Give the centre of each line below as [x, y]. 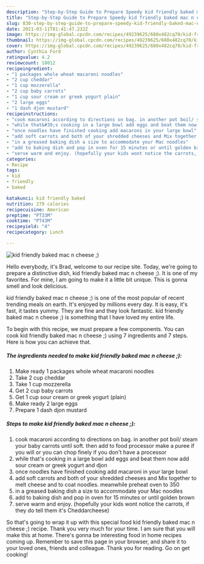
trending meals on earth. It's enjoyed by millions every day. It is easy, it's [97, 304]
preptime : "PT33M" [29, 215]
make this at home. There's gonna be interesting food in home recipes [94, 535]
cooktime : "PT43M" [29, 221]
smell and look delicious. [37, 286]
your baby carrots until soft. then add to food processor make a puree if [105, 445]
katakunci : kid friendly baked [46, 198]
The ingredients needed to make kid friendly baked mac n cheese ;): [94, 356]
